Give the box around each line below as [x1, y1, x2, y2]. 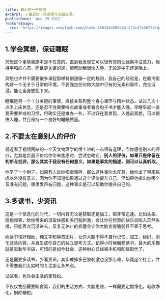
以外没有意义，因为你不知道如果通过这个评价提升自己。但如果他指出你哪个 [9, 175, 160, 181]
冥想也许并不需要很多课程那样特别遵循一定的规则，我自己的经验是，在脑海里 [5, 75, 160, 81]
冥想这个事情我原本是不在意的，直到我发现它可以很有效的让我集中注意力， [5, 58, 156, 64]
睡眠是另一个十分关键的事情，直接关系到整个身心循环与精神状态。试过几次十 [5, 98, 160, 104]
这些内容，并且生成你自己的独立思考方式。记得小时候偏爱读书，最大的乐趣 [9, 240, 160, 245]
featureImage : [5, 21, 34, 26]
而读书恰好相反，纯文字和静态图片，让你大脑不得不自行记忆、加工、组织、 [5, 234, 156, 240]
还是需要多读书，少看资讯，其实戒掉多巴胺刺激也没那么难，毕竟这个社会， [5, 256, 156, 262]
